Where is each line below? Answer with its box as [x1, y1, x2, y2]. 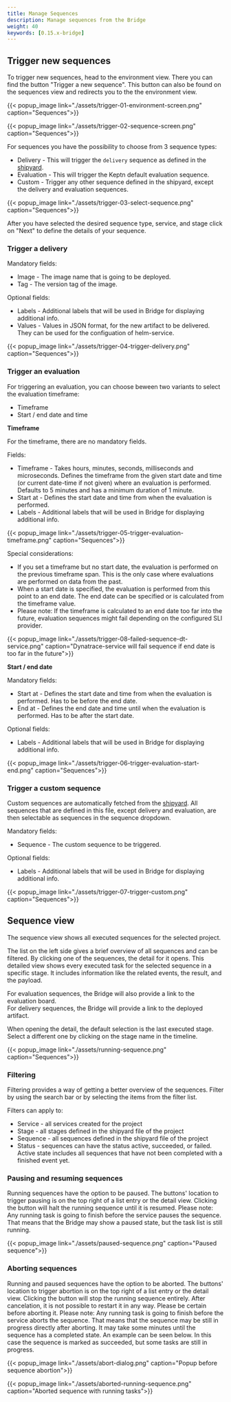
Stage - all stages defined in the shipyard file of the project [16, 1127, 184, 1135]
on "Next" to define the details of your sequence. [7, 227, 146, 235]
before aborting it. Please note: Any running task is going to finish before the [7, 1308, 224, 1317]
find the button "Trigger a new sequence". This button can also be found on [7, 81, 221, 89]
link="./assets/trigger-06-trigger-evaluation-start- [58, 759, 199, 767]
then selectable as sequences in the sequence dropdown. [7, 813, 171, 821]
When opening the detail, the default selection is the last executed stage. [7, 1025, 214, 1033]
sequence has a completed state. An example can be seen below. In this [7, 1330, 212, 1339]
